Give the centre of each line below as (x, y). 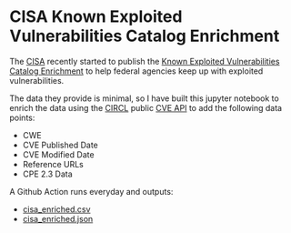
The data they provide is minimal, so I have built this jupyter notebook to (144, 98)
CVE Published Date (60, 145)
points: (22, 117)
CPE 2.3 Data (47, 174)
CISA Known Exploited (96, 17)
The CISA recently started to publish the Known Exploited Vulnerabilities (145, 61)
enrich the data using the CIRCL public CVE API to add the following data (146, 107)
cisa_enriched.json (58, 218)
